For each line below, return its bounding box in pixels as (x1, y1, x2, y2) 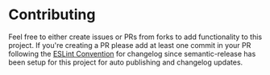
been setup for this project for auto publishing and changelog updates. (8, 57, 243, 67)
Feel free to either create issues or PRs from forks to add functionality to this (8, 32, 263, 41)
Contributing (8, 6, 96, 24)
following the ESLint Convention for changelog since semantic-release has (8, 49, 256, 58)
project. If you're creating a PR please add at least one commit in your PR (8, 40, 251, 49)
